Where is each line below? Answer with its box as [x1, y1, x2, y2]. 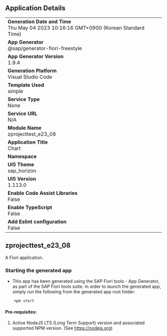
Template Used [7, 82, 45, 88]
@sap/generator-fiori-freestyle [7, 45, 82, 52]
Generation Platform [7, 67, 57, 74]
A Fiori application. [5, 254, 44, 260]
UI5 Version [7, 175, 36, 182]
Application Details [5, 4, 66, 12]
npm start [14, 298, 35, 303]
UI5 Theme [7, 161, 35, 168]
